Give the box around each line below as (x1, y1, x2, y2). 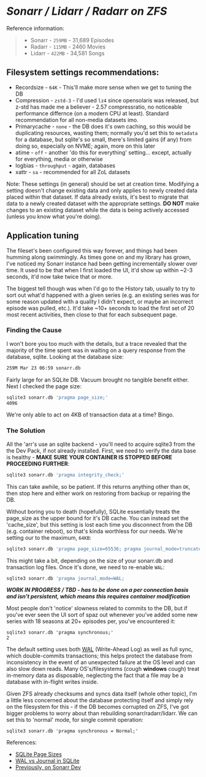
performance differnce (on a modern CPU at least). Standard (15, 109, 169, 117)
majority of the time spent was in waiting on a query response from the (6, 346, 186, 354)
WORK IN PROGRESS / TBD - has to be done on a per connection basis (6, 586, 189, 594)
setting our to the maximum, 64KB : (6, 534, 92, 541)
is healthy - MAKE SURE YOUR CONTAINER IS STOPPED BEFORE (6, 453, 173, 461)
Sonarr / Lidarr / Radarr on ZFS (6, 4, 167, 18)
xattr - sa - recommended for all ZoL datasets (15, 168, 131, 175)
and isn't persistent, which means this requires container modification (6, 593, 191, 600)
